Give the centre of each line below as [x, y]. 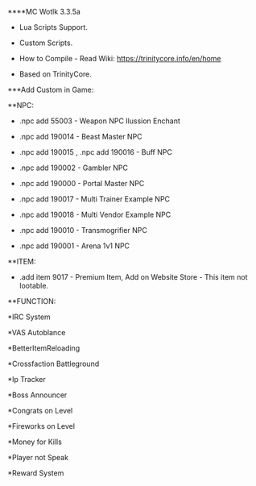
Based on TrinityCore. [55, 74]
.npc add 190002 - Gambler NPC [73, 168]
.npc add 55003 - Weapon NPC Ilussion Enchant [99, 121]
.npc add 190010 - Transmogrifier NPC [83, 230]
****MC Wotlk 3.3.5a [44, 12]
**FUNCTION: [32, 301]
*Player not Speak [38, 457]
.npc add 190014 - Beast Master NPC [81, 137]
